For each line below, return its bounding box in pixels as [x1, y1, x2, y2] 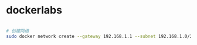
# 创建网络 [6, 27, 29, 34]
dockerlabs [6, 4, 63, 17]
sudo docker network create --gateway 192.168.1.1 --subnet [6, 33, 157, 39]
